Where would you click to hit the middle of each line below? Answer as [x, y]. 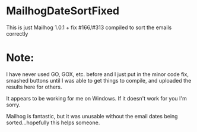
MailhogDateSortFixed [63, 11]
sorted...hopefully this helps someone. [53, 122]
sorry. [13, 105]
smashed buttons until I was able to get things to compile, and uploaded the [99, 80]
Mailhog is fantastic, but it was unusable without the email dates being [92, 116]
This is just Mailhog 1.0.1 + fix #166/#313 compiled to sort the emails [89, 27]
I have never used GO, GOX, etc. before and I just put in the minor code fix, [97, 74]
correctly [17, 33]
